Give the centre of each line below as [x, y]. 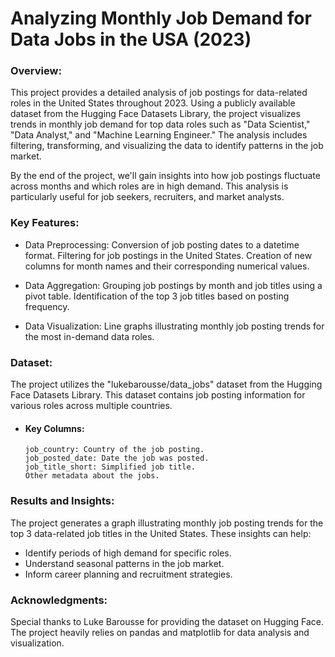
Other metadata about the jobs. [92, 476]
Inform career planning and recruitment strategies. [128, 574]
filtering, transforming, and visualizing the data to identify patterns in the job [167, 146]
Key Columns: [54, 428]
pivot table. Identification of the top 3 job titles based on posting [157, 296]
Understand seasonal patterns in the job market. [124, 563]
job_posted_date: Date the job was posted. [117, 458]
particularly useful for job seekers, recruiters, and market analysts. [147, 197]
